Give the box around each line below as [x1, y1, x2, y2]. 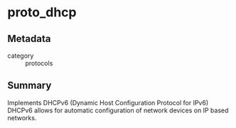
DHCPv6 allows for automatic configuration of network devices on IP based [7, 106, 229, 114]
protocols [25, 59, 53, 68]
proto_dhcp [7, 4, 77, 21]
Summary [7, 80, 52, 92]
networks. [7, 113, 37, 122]
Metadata [7, 33, 51, 45]
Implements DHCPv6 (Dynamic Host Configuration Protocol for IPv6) [7, 98, 208, 107]
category [7, 51, 34, 60]
